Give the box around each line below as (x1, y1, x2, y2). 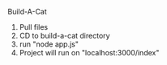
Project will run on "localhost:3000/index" (19, 48, 160, 57)
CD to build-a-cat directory (19, 31, 110, 40)
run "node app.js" (19, 39, 79, 49)
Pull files (19, 22, 49, 31)
